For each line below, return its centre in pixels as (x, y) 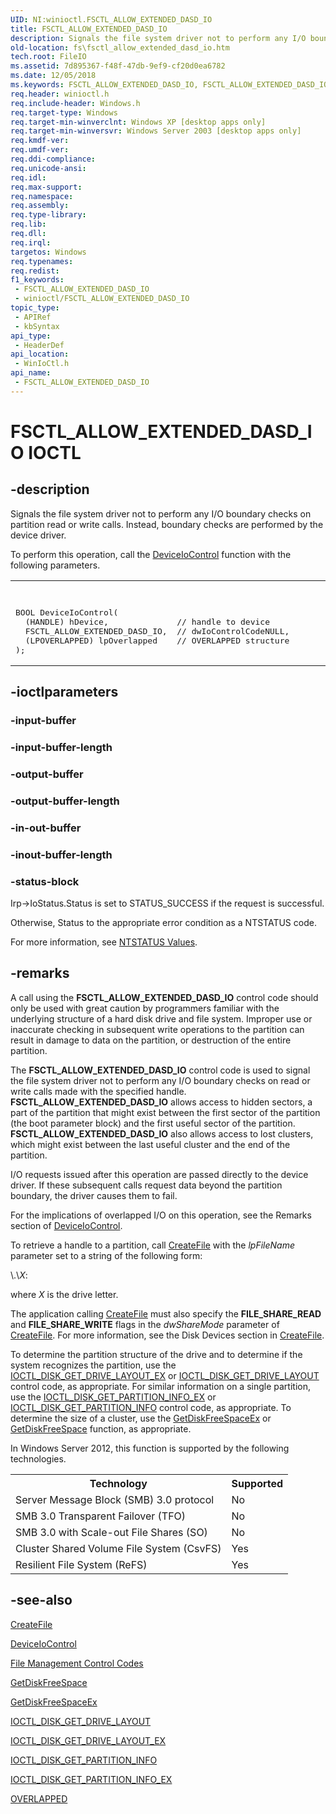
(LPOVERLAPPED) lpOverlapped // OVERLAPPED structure (157, 640)
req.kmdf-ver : (40, 141)
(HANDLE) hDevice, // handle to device (147, 621)
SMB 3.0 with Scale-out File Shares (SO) (111, 1532)
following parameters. (55, 565)
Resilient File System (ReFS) (81, 1564)
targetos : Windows (48, 252)
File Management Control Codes (77, 1663)
